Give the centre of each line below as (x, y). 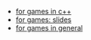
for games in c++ (44, 11)
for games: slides (44, 20)
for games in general (49, 28)
